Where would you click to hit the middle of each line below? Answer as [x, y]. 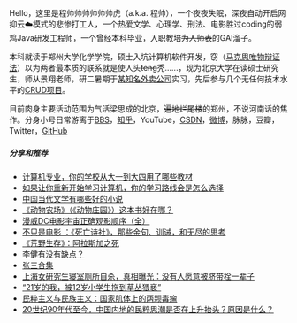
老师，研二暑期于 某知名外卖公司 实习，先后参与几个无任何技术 [168, 79]
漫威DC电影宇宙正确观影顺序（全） [86, 220]
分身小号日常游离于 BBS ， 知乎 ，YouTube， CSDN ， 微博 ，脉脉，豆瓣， [152, 119]
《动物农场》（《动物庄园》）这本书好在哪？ [98, 210]
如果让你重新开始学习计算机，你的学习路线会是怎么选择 [122, 188]
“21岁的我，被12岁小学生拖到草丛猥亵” [91, 287]
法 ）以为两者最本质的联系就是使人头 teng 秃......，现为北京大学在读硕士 [136, 68]
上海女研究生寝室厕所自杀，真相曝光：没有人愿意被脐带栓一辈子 [138, 276]
